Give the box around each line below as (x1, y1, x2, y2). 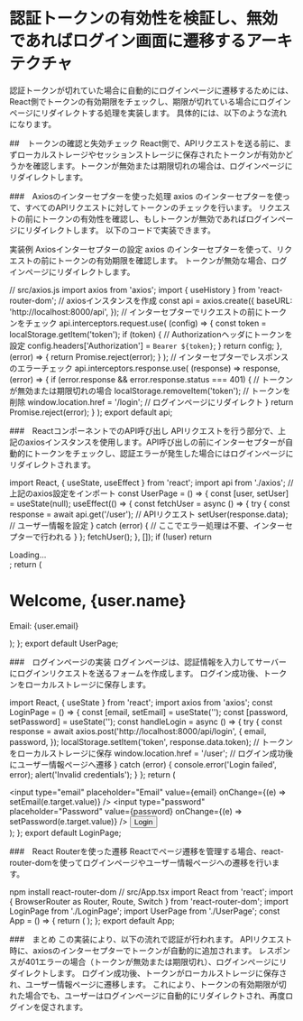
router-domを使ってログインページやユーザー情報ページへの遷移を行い (9, 857, 272, 868)
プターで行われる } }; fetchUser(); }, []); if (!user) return (9, 531, 212, 542)
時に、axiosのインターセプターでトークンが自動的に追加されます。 (9, 944, 257, 956)
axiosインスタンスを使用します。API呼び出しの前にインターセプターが (24, 437, 286, 447)
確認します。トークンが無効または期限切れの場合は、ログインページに (32, 160, 293, 171)
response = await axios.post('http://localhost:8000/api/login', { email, (9, 725, 267, 736)
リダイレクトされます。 (9, 459, 96, 470)
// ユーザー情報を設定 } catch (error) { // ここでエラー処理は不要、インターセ (9, 520, 293, 530)
